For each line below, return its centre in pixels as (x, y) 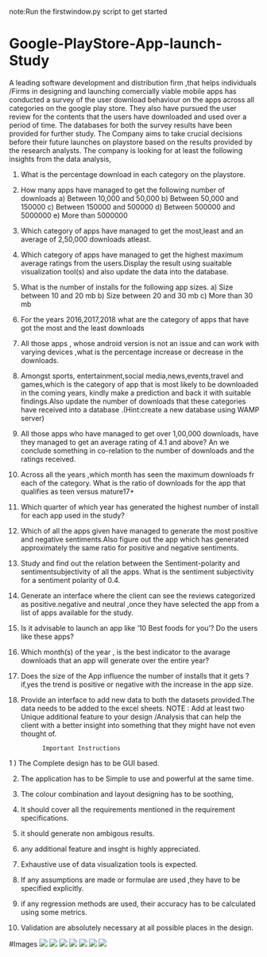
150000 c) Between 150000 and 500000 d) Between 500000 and (128, 207)
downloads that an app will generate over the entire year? (115, 660)
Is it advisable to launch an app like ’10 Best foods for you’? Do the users (139, 628)
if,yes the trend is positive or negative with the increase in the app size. (137, 684)
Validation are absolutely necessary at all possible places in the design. (137, 927)
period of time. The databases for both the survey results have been (121, 125)
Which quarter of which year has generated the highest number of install (139, 506)
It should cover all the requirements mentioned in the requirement (128, 809)
